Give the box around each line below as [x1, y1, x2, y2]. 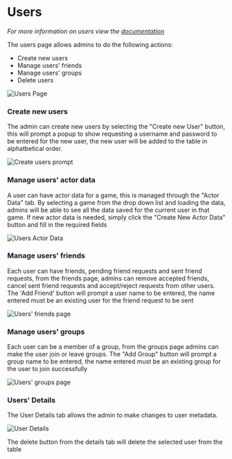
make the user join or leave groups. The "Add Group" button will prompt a [7, 350, 217, 359]
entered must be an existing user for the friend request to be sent [7, 296, 194, 305]
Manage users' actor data [7, 175, 96, 185]
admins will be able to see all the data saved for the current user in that [7, 206, 210, 214]
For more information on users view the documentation [7, 27, 165, 35]
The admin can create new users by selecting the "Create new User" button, [7, 123, 225, 131]
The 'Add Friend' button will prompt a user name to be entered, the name [7, 289, 215, 297]
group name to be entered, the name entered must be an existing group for [7, 357, 222, 366]
